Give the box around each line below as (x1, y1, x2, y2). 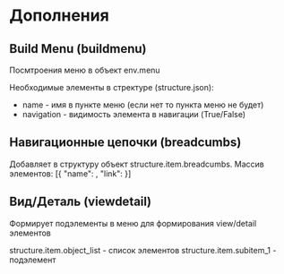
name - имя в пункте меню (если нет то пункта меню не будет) (22, 99, 264, 110)
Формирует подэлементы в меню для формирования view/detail (9, 218, 257, 228)
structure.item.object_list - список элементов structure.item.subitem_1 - (9, 244, 277, 255)
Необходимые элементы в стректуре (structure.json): (9, 82, 214, 92)
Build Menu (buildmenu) (9, 41, 147, 56)
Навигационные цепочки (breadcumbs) (9, 135, 242, 150)
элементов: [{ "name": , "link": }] (9, 167, 132, 179)
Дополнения (9, 5, 109, 26)
